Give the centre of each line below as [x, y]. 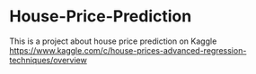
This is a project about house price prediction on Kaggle [113, 41]
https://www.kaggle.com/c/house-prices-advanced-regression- [128, 50]
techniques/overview [48, 60]
